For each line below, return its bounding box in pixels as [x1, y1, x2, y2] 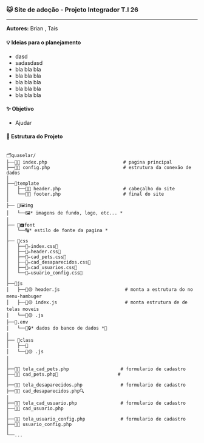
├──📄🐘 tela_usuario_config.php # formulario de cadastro [6, 416, 186, 422]
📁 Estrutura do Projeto [6, 133, 63, 140]
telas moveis [6, 306, 39, 312]
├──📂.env [6, 319, 29, 325]
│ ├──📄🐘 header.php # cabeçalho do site [6, 185, 175, 192]
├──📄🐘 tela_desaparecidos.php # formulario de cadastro [6, 382, 186, 388]
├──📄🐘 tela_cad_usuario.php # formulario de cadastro [6, 400, 186, 406]
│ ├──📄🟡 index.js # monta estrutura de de [6, 299, 188, 305]
